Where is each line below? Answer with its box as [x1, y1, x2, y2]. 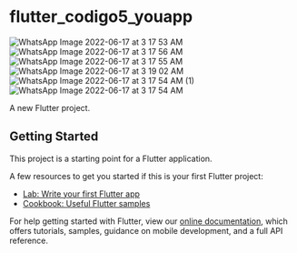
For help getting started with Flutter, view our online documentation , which [9, 216, 289, 227]
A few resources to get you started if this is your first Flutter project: [9, 170, 263, 181]
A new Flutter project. [9, 102, 91, 113]
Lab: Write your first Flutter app [22, 188, 141, 199]
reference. [9, 235, 48, 246]
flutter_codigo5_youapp [9, 6, 193, 27]
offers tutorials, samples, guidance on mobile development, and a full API [9, 225, 283, 236]
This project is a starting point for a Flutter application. [9, 153, 213, 164]
